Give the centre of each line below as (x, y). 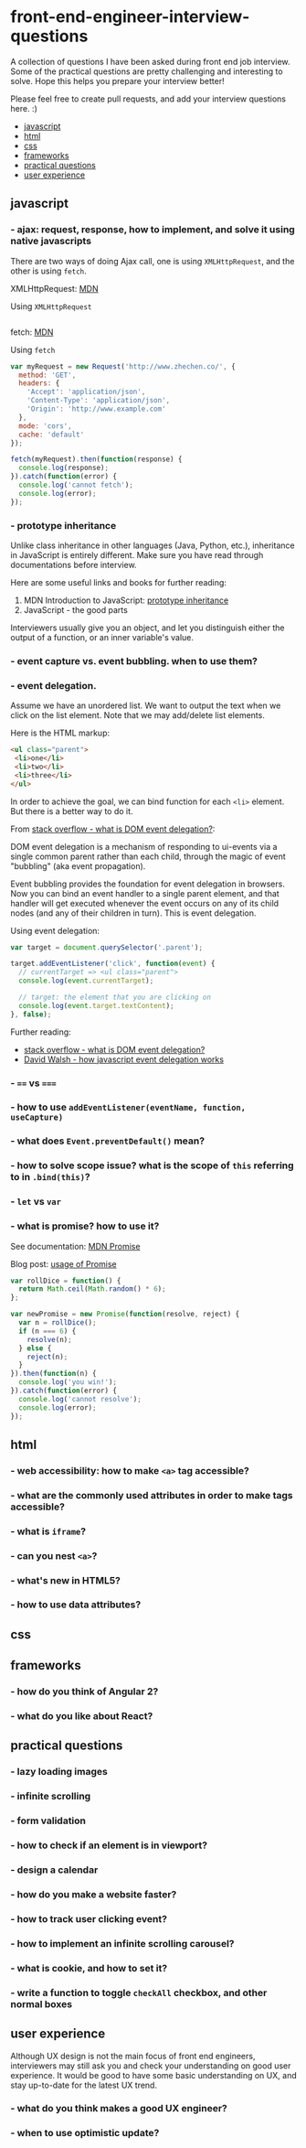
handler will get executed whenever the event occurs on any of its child (145, 903)
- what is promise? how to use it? (85, 1226)
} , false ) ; (31, 1014)
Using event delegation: (55, 930)
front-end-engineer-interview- (130, 17)
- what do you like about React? (82, 1716)
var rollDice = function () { (66, 1281)
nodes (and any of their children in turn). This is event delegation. (133, 913)
